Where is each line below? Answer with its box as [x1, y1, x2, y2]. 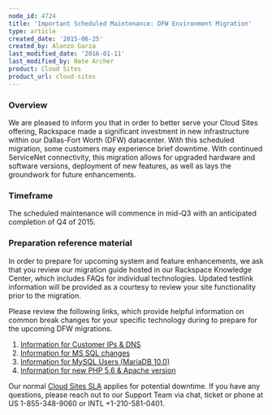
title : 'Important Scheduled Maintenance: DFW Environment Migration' [8, 20, 253, 28]
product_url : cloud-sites [8, 72, 96, 81]
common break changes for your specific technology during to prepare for [8, 315, 258, 325]
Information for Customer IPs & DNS [19, 339, 141, 349]
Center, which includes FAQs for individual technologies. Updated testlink [8, 273, 254, 283]
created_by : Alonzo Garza [8, 42, 96, 50]
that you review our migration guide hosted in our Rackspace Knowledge [8, 264, 253, 274]
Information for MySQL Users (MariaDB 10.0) [19, 356, 171, 366]
